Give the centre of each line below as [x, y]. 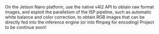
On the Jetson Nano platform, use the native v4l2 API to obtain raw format [79, 7]
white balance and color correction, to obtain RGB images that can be [75, 17]
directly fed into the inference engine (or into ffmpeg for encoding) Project [80, 22]
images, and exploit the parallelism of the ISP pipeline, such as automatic [79, 12]
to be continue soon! [26, 27]
